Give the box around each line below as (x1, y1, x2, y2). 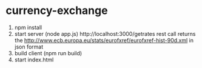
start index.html (14, 56, 54, 63)
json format (14, 43, 44, 50)
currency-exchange (5, 4, 108, 18)
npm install (14, 24, 42, 31)
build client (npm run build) (14, 49, 82, 56)
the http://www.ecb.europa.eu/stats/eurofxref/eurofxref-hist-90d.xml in (14, 36, 194, 44)
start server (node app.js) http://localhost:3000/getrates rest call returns (14, 30, 196, 37)
